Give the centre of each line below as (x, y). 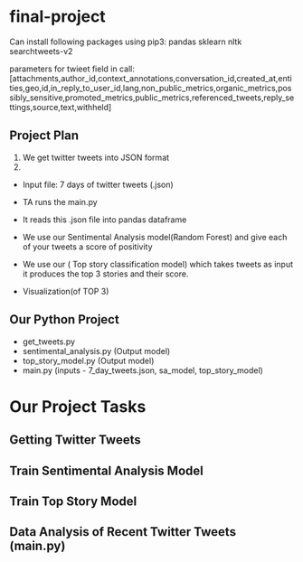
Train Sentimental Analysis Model (106, 470)
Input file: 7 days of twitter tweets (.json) (98, 184)
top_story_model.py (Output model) (88, 361)
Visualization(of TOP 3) (66, 291)
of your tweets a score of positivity (87, 247)
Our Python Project (64, 319)
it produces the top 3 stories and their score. (105, 274)
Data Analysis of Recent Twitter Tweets (123, 532)
